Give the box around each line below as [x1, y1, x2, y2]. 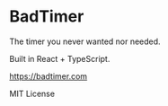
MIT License [9, 88, 56, 99]
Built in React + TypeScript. [9, 53, 111, 64]
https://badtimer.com [9, 70, 88, 82]
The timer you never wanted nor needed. [9, 36, 161, 47]
